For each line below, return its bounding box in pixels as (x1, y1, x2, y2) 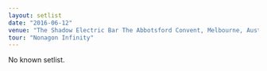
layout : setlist (8, 11, 62, 20)
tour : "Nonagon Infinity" (8, 33, 94, 42)
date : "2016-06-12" (8, 19, 73, 27)
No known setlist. (8, 55, 65, 65)
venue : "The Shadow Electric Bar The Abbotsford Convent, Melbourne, (8, 26, 244, 34)
